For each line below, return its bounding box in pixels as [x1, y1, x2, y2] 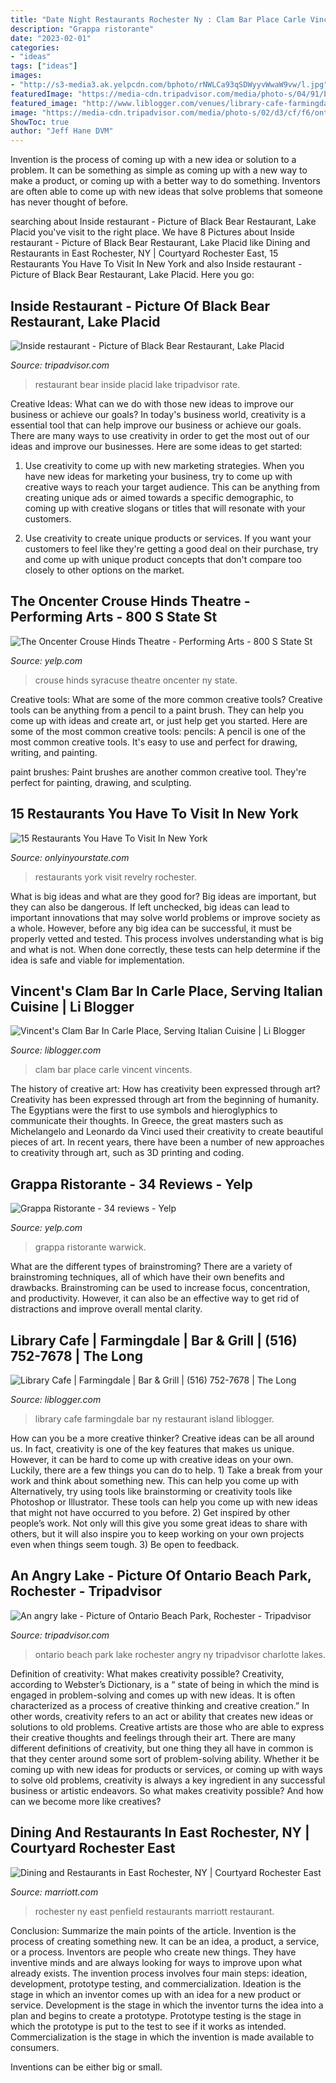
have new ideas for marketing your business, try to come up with [24, 470, 293, 482]
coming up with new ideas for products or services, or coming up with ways [10, 1763, 323, 1775]
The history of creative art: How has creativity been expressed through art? [10, 1083, 321, 1095]
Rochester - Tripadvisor [10, 1583, 163, 1600]
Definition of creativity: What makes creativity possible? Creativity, [10, 1667, 285, 1680]
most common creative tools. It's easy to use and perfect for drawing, [10, 736, 298, 748]
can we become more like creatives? [10, 1795, 162, 1807]
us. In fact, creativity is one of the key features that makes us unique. [10, 1443, 295, 1455]
